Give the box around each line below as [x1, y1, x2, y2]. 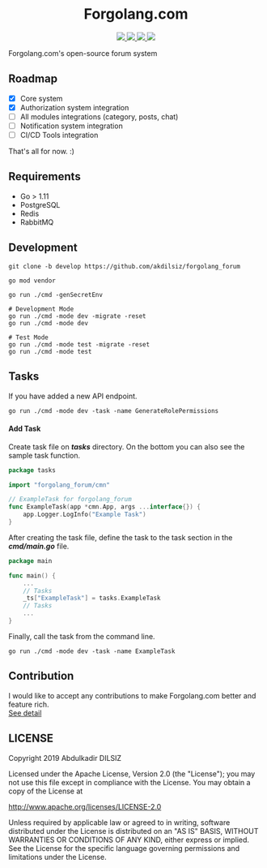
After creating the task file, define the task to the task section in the [8, 532, 233, 542]
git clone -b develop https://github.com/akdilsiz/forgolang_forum [8, 262, 241, 270]
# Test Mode [8, 333, 49, 342]
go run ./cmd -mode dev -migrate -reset [8, 312, 147, 320]
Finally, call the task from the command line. [8, 631, 155, 641]
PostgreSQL [19, 200, 61, 209]
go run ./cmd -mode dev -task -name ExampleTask [8, 647, 176, 655]
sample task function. [8, 450, 81, 460]
